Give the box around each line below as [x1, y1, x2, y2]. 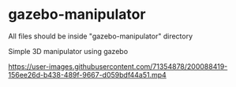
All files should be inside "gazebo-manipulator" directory [8, 31, 193, 41]
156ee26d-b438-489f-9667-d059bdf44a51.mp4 [8, 70, 167, 79]
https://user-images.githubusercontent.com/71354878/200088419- [8, 61, 228, 71]
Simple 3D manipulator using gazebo [8, 46, 129, 56]
